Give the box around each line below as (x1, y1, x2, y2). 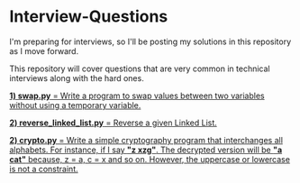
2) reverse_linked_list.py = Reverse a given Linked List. (9, 117, 218, 128)
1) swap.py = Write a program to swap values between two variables (9, 90, 265, 101)
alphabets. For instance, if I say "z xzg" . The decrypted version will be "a (9, 144, 283, 155)
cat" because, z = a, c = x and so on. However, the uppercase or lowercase (9, 153, 291, 164)
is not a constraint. (9, 163, 78, 174)
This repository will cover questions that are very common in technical (9, 63, 270, 74)
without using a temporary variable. (9, 99, 141, 110)
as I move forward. (9, 45, 79, 56)
